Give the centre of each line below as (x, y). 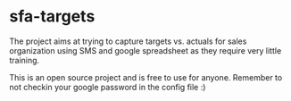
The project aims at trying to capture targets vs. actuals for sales (128, 41)
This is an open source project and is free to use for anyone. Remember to (146, 77)
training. (25, 60)
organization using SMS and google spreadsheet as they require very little (145, 50)
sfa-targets (52, 17)
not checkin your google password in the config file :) (108, 87)
